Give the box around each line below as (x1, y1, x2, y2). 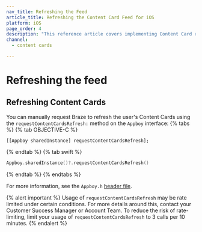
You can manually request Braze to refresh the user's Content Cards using (6, 113, 191, 120)
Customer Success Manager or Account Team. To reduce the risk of (6, 207, 176, 214)
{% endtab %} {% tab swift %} (6, 148, 82, 155)
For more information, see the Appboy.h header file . (6, 182, 132, 189)
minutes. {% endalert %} (6, 219, 67, 227)
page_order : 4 (6, 25, 42, 32)
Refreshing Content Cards (6, 97, 106, 108)
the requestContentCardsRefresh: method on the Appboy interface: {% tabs (6, 120, 190, 127)
